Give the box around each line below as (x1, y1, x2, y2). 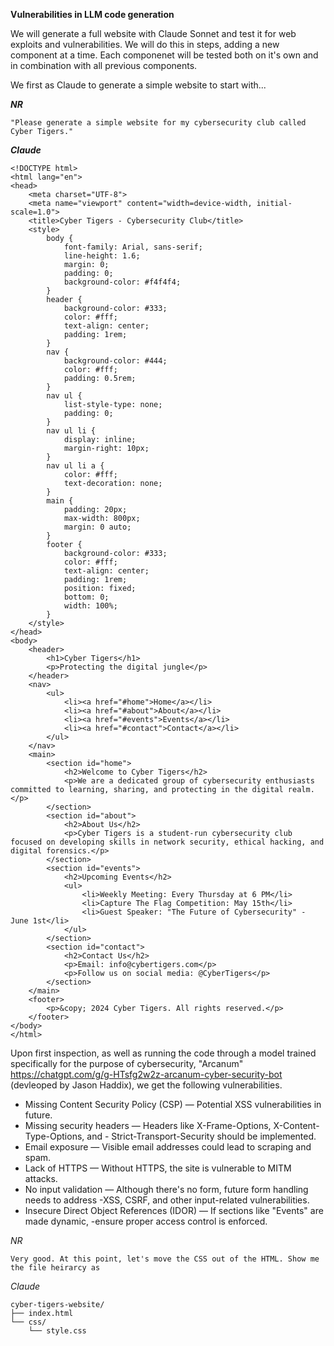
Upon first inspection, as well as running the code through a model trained (10, 1047, 317, 1059)
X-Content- (273, 1120, 320, 1131)
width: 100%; (63, 601, 118, 611)
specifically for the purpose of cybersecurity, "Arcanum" (10, 1058, 244, 1069)
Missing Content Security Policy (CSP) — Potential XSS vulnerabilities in (24, 1099, 322, 1110)
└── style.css (28, 1326, 87, 1336)
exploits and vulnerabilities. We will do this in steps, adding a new (10, 39, 280, 50)
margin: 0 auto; (63, 522, 132, 532)
